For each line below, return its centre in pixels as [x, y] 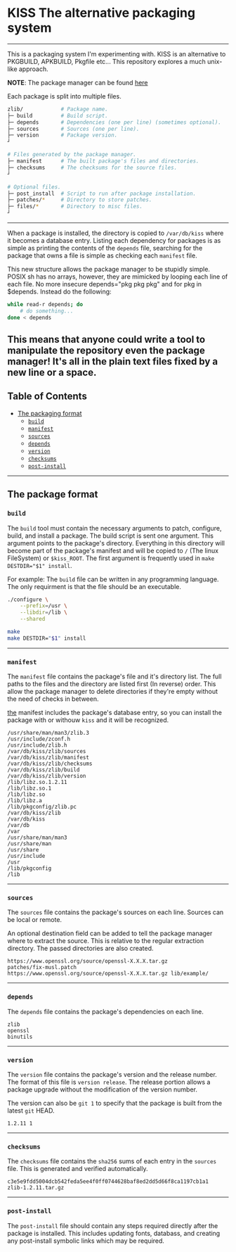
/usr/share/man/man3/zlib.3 [48, 733]
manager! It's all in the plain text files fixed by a [113, 361]
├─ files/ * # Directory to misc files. [75, 207]
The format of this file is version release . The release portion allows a [109, 1082]
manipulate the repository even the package [106, 351]
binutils [20, 1037]
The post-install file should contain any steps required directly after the [113, 1225]
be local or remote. [34, 920]
